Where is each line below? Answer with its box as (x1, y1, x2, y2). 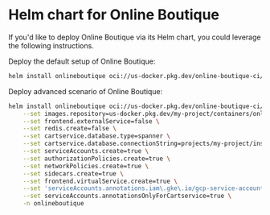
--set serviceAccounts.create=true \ (22, 147, 149, 155)
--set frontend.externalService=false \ (22, 117, 160, 126)
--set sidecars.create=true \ (22, 169, 125, 178)
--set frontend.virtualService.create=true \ (22, 177, 178, 185)
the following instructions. (8, 40, 94, 50)
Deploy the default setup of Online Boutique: (8, 56, 156, 66)
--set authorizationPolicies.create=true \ (22, 155, 171, 163)
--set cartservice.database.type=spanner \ (22, 132, 171, 140)
